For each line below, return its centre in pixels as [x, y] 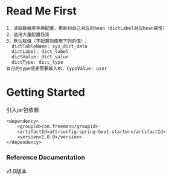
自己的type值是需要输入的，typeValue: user [57, 68]
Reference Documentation [46, 157]
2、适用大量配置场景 [28, 34]
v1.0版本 [17, 171]
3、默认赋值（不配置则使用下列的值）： [47, 41]
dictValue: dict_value [40, 57]
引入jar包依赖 [23, 110]
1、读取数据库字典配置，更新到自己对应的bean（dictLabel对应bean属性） [87, 28]
